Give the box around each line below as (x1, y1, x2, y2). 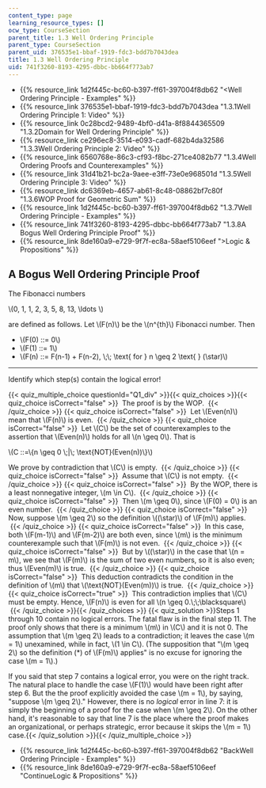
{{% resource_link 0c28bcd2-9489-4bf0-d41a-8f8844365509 (19, 118, 226, 128)
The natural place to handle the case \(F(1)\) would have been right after (8, 680, 244, 689)
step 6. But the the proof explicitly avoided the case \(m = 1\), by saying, (8, 688, 243, 698)
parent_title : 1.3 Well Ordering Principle (8, 33, 154, 42)
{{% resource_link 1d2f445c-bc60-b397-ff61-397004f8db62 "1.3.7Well (19, 203, 252, 212)
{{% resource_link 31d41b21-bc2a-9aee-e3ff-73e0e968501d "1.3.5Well (19, 169, 252, 178)
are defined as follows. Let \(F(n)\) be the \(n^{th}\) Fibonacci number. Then (8, 319, 256, 329)
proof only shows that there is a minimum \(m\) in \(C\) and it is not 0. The (8, 622, 249, 632)
